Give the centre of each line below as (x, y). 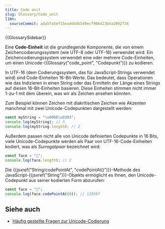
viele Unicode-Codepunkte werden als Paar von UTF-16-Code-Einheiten (79, 141)
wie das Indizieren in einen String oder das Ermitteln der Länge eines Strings (83, 83)
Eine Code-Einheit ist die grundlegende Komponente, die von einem (74, 47)
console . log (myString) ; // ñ (35, 122)
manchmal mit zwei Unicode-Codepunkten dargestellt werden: (69, 108)
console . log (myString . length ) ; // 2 (43, 127)
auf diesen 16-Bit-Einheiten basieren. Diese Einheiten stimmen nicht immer (81, 88)
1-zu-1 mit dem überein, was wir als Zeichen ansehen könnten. (68, 93)
